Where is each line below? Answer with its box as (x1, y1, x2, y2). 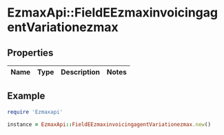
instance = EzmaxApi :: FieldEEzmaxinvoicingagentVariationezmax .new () (7, 121, 212, 128)
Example (7, 90, 45, 102)
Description (61, 67, 100, 76)
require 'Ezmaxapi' (7, 108, 63, 115)
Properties (7, 47, 54, 59)
